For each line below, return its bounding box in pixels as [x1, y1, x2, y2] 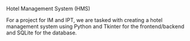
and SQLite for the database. [6, 29, 77, 36]
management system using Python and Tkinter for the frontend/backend [6, 23, 185, 30]
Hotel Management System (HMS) [6, 5, 91, 12]
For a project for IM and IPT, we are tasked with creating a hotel [6, 17, 163, 23]
